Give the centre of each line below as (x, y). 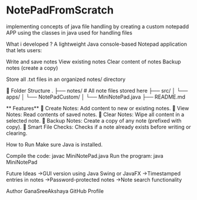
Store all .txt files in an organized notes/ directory (66, 79)
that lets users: (24, 50)
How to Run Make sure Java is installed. (54, 144)
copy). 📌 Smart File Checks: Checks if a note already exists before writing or (98, 127)
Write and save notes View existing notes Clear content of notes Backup (94, 62)
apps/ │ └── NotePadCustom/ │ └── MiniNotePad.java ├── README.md (96, 97)
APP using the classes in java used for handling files (69, 32)
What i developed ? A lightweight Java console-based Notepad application (96, 44)
